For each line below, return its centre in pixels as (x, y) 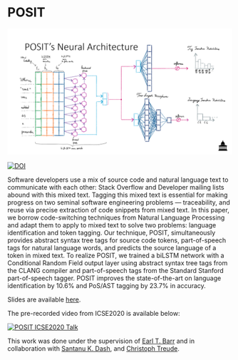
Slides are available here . (44, 299)
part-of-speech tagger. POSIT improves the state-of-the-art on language (114, 278)
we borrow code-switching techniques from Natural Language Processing (116, 217)
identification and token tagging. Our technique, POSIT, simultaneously (112, 233)
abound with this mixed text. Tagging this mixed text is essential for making (118, 195)
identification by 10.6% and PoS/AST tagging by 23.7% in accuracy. (107, 286)
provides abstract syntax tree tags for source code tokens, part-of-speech (117, 240)
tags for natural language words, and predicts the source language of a (112, 248)
